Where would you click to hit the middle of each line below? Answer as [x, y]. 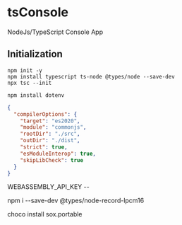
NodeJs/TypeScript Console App [55, 32]
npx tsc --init [30, 83]
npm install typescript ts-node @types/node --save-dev [91, 76]
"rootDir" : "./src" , [50, 134]
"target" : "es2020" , [50, 121]
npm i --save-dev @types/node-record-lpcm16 [76, 201]
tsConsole [38, 12]
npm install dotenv [36, 95]
